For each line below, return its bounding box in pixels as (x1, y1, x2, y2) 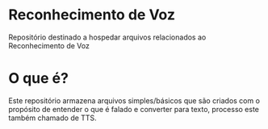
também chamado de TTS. (8, 113, 97, 123)
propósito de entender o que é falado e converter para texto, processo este (8, 104, 260, 114)
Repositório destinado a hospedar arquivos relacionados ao (8, 32, 207, 42)
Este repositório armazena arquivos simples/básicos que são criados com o (8, 95, 261, 106)
